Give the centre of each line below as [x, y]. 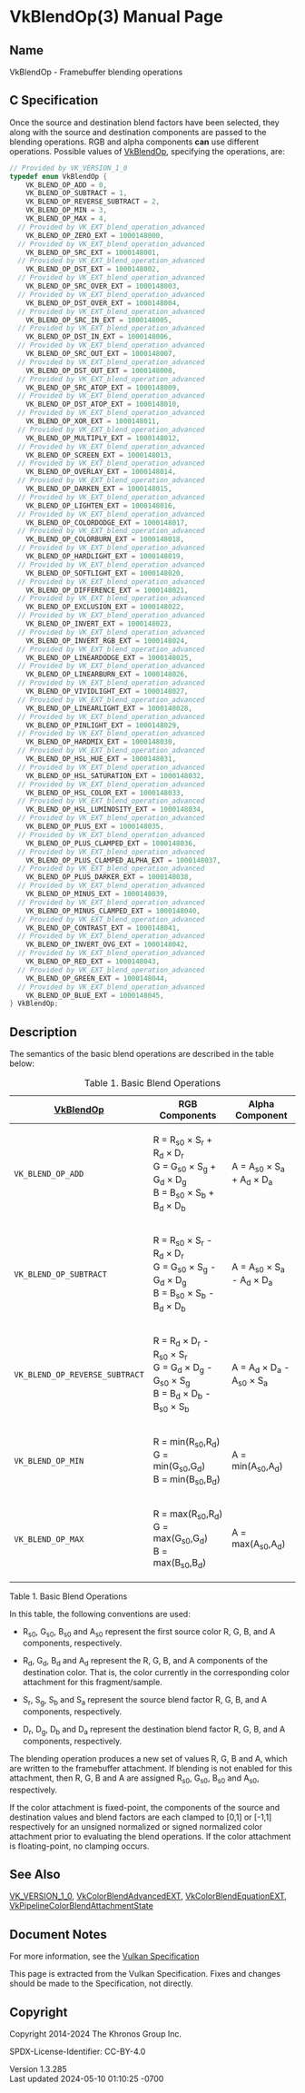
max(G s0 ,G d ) [181, 1539]
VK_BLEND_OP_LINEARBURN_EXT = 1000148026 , [107, 675]
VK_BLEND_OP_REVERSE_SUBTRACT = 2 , [93, 202]
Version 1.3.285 [38, 2069]
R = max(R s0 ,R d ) [188, 1515]
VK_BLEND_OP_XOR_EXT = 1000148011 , [93, 421]
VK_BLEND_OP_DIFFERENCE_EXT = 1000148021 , [107, 590]
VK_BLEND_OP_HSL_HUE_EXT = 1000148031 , [101, 759]
